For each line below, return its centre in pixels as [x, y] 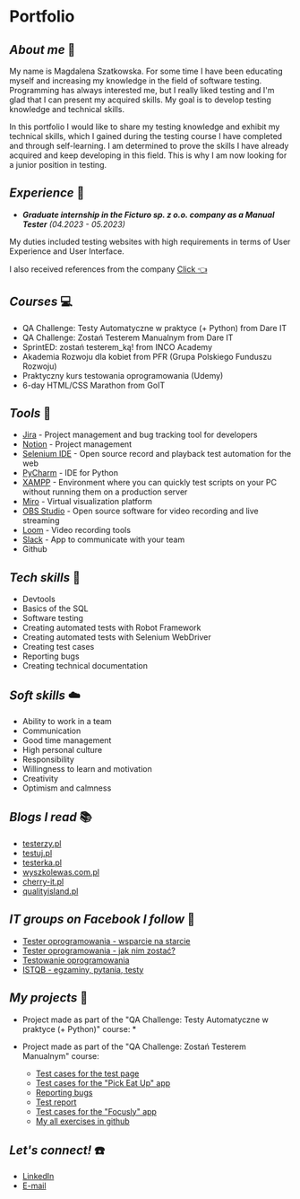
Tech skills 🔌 [45, 578]
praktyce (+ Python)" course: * [79, 1028]
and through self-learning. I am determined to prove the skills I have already [149, 146]
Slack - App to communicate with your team [103, 539]
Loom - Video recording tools [77, 530]
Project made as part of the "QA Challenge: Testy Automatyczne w [145, 1020]
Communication [51, 731]
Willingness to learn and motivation [87, 769]
